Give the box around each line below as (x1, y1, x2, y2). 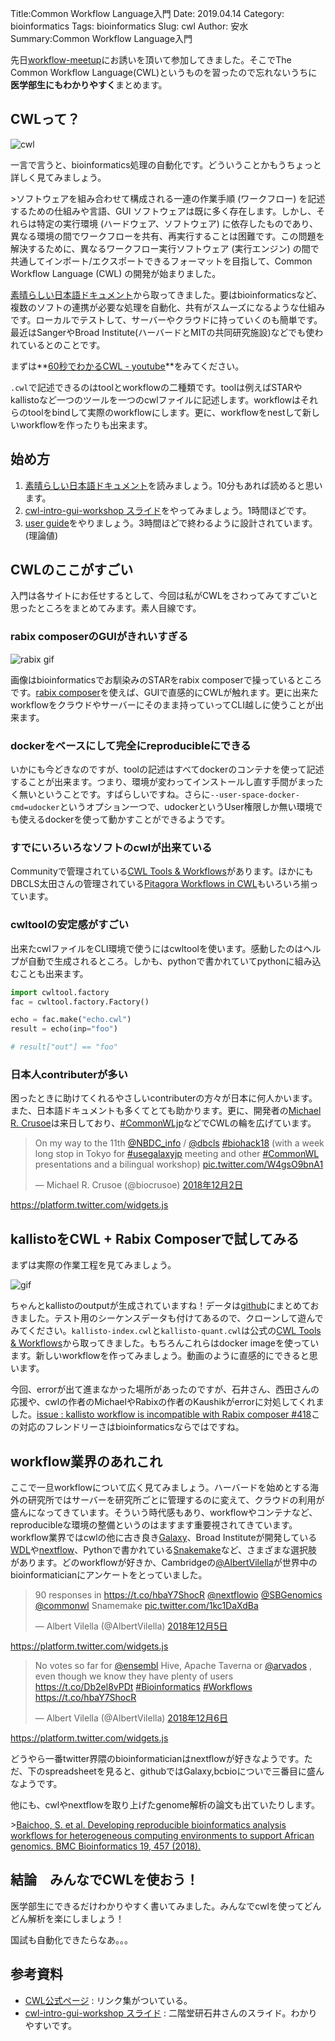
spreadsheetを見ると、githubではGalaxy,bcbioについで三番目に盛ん (44, 1765, 325, 1777)
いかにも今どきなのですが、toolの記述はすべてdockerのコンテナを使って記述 (10, 763, 325, 776)
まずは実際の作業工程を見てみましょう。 (10, 1259, 177, 1271)
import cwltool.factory (10, 987, 110, 997)
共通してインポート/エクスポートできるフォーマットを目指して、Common (10, 255, 313, 267)
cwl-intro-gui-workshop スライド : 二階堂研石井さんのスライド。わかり (24, 2007, 318, 2019)
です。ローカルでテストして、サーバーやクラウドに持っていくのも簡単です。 (10, 313, 323, 326)
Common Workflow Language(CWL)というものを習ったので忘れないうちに (10, 67, 318, 78)
